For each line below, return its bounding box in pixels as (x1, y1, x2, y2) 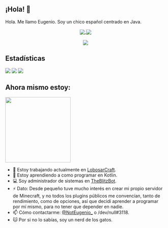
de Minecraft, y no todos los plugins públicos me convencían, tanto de (12, 192, 160, 199)
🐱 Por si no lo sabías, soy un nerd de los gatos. (12, 216, 113, 222)
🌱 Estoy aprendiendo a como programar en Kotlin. (12, 172, 118, 178)
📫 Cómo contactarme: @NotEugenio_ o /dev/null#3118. (12, 209, 130, 215)
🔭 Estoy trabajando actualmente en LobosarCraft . (12, 166, 116, 172)
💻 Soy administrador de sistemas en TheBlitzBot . (12, 178, 117, 184)
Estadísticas (5, 54, 46, 63)
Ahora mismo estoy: (5, 83, 71, 92)
